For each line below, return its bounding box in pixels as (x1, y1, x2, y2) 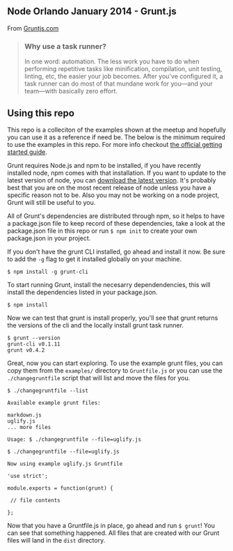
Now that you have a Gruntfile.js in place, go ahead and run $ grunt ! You (7, 521, 216, 529)
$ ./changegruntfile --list (7, 387, 89, 394)
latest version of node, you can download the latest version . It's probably (7, 176, 216, 184)
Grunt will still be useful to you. (7, 198, 96, 206)
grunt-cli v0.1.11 (7, 341, 61, 348)
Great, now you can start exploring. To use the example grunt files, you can (7, 359, 223, 367)
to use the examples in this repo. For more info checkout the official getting (7, 140, 223, 148)
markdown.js (7, 411, 42, 419)
